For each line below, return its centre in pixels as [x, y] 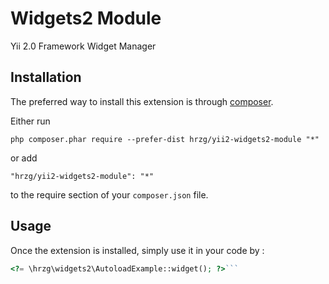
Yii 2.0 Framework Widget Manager [83, 46]
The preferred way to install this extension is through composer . [142, 101]
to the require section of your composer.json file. [109, 194]
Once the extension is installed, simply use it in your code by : [137, 250]
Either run [30, 121]
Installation [46, 77]
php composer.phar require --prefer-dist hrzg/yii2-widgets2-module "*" [165, 139]
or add [24, 158]
